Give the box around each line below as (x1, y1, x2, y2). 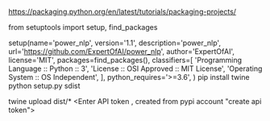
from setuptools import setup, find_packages (8, 23, 158, 31)
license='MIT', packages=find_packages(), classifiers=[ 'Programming (8, 56, 243, 65)
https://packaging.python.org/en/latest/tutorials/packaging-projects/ (8, 7, 236, 16)
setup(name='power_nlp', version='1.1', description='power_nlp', (8, 38, 222, 48)
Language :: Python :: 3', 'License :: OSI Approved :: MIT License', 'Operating (8, 64, 263, 73)
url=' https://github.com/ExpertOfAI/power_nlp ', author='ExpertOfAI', (8, 47, 235, 56)
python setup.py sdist (8, 81, 81, 90)
